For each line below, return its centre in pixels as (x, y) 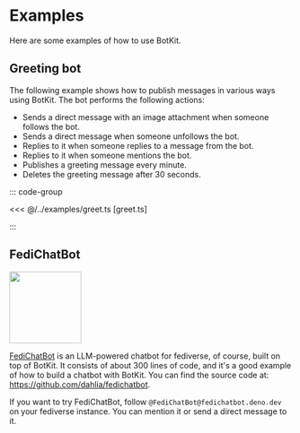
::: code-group (36, 191)
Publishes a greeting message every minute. (104, 165)
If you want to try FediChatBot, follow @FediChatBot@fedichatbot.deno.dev (146, 402)
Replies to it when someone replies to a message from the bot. (138, 145)
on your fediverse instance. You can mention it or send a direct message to (148, 411)
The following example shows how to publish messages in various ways (142, 90)
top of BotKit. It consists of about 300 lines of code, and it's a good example (150, 365)
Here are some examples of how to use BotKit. (95, 40)
